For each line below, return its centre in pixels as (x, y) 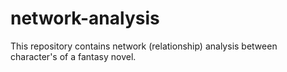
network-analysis (85, 18)
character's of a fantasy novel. (73, 56)
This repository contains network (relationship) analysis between (144, 46)
